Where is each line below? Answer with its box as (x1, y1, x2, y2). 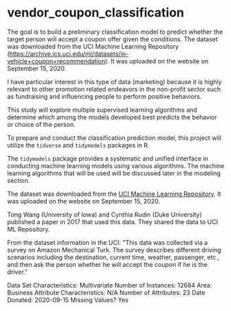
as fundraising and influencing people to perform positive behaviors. (7, 92, 202, 101)
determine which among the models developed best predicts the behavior (7, 112, 217, 121)
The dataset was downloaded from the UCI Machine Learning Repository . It (7, 190, 222, 198)
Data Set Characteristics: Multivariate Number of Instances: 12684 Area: (7, 281, 212, 289)
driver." (7, 268, 28, 276)
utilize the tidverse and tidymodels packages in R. (7, 141, 150, 149)
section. (7, 176, 30, 184)
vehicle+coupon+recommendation (7, 57, 106, 65)
